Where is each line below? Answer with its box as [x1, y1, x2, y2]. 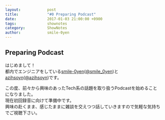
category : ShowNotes [5, 26, 68, 31]
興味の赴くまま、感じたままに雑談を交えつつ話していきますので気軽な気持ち [5, 103, 161, 109]
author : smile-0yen [5, 30, 70, 35]
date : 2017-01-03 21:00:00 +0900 [5, 16, 103, 21]
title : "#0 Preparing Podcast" [5, 12, 96, 17]
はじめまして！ [5, 62, 36, 68]
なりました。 [9, 91, 36, 97]
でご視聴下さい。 [5, 110, 40, 116]
